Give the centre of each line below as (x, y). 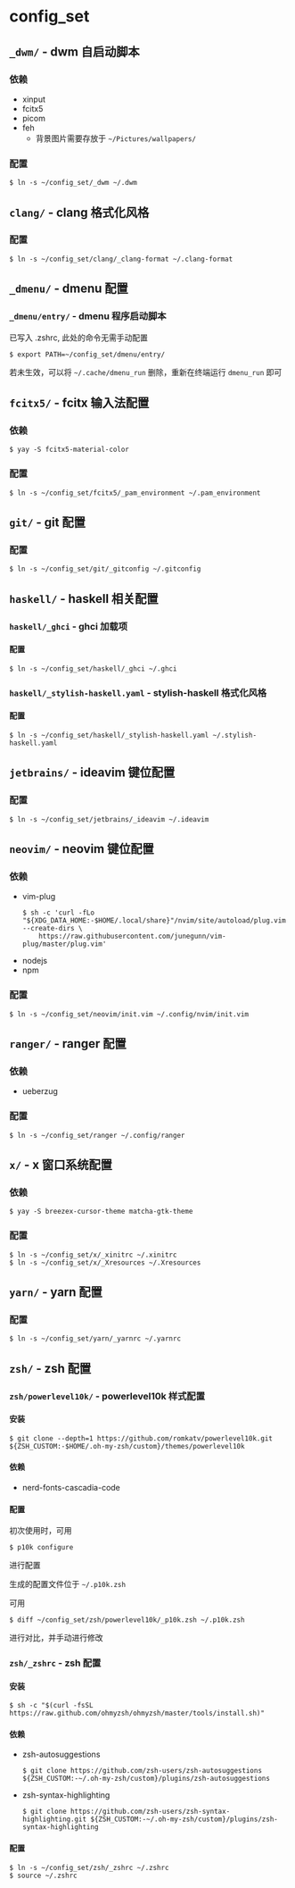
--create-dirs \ (52, 929)
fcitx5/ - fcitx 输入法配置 (79, 402)
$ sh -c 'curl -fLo (58, 913)
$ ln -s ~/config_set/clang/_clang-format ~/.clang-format (121, 259)
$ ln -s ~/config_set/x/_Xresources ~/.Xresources (105, 1262)
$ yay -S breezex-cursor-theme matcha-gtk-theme (101, 1212)
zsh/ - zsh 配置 (50, 1368)
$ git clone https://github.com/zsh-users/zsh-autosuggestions (142, 1771)
